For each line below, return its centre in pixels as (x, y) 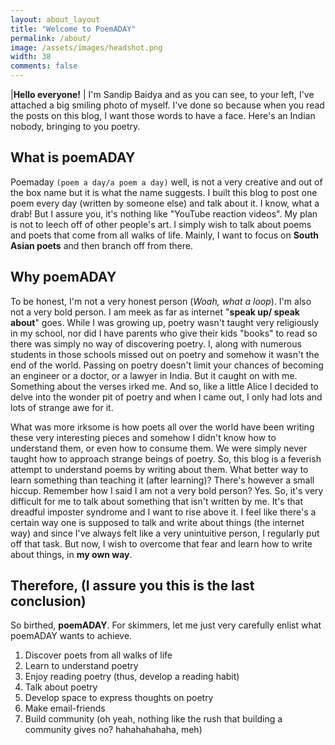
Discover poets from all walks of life (98, 655)
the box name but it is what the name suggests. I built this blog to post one (164, 192)
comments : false (44, 66)
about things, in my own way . (71, 554)
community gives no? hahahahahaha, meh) (113, 730)
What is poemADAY (73, 157)
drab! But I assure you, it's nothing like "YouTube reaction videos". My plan (164, 213)
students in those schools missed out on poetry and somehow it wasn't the (165, 354)
